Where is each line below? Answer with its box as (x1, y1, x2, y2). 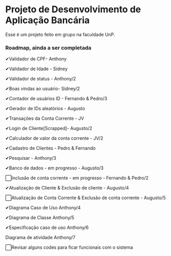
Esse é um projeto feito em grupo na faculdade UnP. (5, 31, 115, 37)
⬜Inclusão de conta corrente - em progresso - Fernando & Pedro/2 (5, 175, 149, 181)
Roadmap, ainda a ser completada (5, 44, 92, 51)
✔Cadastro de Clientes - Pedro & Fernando (5, 145, 96, 152)
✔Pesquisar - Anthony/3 (5, 155, 57, 161)
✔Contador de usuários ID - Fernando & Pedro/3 (5, 96, 107, 102)
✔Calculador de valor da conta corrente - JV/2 (5, 135, 104, 141)
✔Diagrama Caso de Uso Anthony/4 (5, 205, 81, 211)
